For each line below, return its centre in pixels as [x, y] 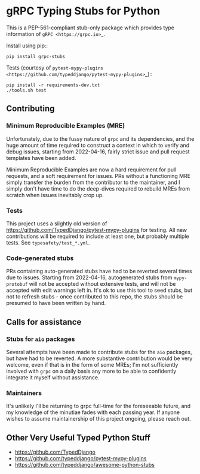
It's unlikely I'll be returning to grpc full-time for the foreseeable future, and [99, 406]
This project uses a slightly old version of [57, 224]
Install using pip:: [27, 46]
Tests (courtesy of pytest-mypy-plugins [55, 68]
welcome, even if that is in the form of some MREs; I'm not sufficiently [92, 364]
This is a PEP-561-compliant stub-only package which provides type [90, 28]
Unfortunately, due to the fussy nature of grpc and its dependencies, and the [100, 138]
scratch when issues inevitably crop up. [55, 195]
